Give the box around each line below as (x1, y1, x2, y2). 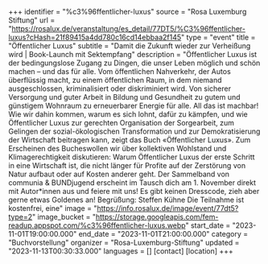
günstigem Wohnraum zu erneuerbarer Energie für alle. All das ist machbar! (8, 101, 259, 110)
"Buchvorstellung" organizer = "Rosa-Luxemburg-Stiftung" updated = (8, 237, 240, 247)
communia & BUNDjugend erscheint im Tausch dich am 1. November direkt (8, 178, 256, 188)
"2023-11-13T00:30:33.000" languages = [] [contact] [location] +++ (8, 246, 233, 256)
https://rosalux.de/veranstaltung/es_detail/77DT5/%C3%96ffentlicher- (11, 24, 246, 33)
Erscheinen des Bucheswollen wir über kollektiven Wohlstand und (8, 144, 227, 153)
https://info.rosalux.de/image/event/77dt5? (96, 204, 239, 212)
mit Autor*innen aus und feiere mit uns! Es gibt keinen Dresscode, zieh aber (8, 187, 260, 196)
